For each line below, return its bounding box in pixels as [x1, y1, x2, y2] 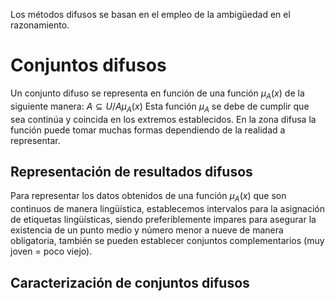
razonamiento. [10, 19, 70, 31]
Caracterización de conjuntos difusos [10, 274, 250, 291]
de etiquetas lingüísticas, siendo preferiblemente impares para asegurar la [10, 214, 317, 226]
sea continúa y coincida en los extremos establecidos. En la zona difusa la [10, 113, 317, 125]
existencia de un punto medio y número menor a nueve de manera [10, 224, 284, 236]
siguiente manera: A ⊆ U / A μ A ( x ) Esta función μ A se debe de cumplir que [10, 100, 310, 114]
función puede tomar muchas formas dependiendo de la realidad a [10, 124, 286, 136]
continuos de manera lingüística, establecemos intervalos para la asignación [10, 203, 325, 215]
